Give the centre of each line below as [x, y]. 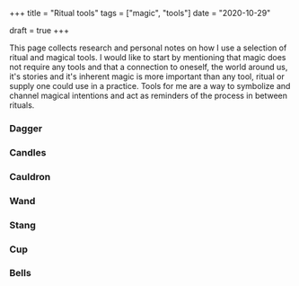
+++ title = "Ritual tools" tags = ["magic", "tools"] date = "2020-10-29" [140, 13]
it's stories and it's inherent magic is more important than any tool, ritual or [147, 76]
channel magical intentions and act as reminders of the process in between [149, 95]
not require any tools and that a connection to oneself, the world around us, [149, 67]
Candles [28, 152]
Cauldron [30, 176]
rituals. [22, 105]
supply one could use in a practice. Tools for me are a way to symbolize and [150, 86]
